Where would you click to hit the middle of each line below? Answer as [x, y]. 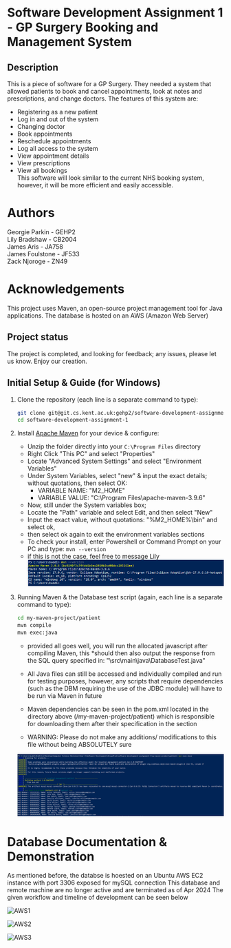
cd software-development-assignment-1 [73, 420]
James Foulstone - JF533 [44, 254]
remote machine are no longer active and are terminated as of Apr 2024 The [115, 890]
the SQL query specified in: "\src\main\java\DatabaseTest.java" [117, 660]
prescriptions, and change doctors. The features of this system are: [103, 99]
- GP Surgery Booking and [83, 27]
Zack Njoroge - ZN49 [37, 261]
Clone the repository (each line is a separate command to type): [107, 399]
